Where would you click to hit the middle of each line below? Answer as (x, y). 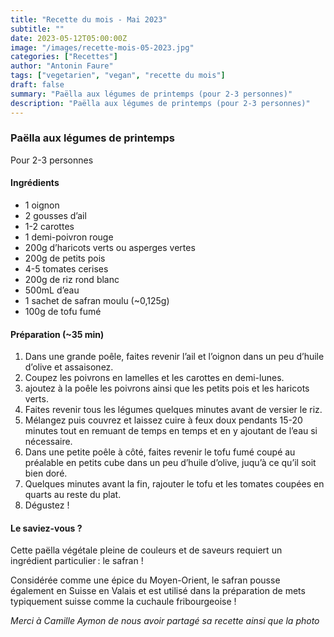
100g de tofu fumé (63, 311)
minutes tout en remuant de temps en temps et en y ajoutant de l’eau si (171, 431)
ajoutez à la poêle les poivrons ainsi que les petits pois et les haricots (167, 388)
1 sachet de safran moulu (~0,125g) (97, 300)
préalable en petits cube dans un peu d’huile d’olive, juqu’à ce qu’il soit (170, 463)
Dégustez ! (47, 505)
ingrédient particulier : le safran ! (77, 561)
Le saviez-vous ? (46, 528)
